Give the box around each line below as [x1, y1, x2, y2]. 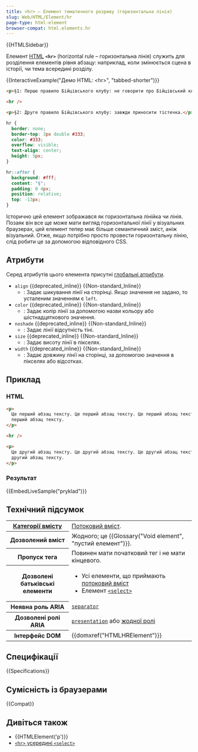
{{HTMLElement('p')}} [14, 733, 68, 740]
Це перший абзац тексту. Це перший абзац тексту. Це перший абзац [11, 411, 178, 417]
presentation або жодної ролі [71, 617, 156, 625]
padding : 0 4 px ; [11, 185, 51, 192]
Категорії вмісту [12, 522, 62, 530]
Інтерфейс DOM [14, 631, 61, 640]
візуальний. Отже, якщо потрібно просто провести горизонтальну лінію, [6, 232, 189, 239]
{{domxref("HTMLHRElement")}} [71, 631, 162, 640]
